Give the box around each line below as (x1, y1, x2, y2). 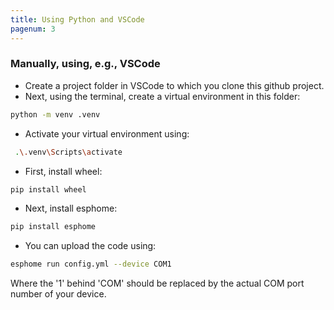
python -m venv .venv (10, 109, 101, 120)
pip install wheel (10, 184, 87, 195)
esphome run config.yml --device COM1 (10, 259, 172, 270)
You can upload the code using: (24, 240, 157, 252)
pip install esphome (10, 222, 97, 232)
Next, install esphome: (24, 202, 118, 215)
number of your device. (10, 288, 107, 300)
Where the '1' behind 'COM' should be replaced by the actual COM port (10, 277, 305, 290)
